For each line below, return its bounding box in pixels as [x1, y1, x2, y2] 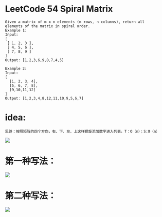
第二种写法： [5, 190, 57, 201]
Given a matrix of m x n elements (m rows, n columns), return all [5, 19, 145, 24]
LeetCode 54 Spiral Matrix [5, 3, 113, 15]
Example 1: [5, 28, 27, 33]
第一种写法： [5, 156, 57, 167]
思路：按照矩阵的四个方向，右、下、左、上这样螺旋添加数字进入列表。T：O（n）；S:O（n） [5, 129, 160, 134]
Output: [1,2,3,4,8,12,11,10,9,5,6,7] [5, 96, 84, 100]
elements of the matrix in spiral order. [5, 23, 90, 29]
